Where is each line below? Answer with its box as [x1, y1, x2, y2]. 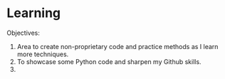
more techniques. [16, 50, 69, 58]
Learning [6, 5, 61, 21]
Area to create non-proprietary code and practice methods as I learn [16, 42, 219, 51]
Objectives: [6, 28, 40, 37]
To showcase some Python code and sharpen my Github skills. [16, 57, 202, 65]
